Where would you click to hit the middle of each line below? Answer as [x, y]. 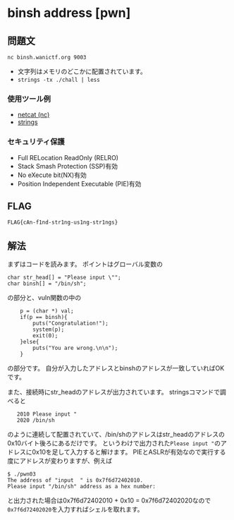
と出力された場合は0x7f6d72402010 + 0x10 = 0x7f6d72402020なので [109, 501]
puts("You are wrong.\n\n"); [75, 348]
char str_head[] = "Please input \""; [64, 278]
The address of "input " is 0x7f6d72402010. [75, 480]
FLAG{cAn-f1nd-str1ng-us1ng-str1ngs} [63, 223]
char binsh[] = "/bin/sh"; [47, 284]
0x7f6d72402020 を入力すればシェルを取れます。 [75, 509]
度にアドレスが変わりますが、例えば [60, 461]
